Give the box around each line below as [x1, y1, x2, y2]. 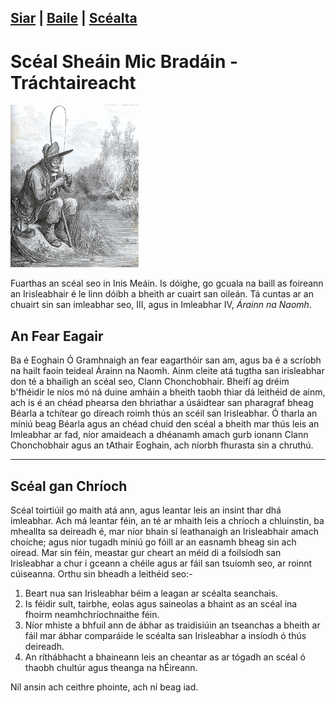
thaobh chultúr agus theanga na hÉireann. [24, 661, 198, 673]
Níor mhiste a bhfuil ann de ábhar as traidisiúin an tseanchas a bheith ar [24, 619, 321, 631]
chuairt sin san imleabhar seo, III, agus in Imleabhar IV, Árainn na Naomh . [10, 299, 312, 311]
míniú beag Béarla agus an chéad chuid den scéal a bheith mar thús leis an [10, 418, 320, 430]
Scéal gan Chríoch [10, 477, 128, 495]
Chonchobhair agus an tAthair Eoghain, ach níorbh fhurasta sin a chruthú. [10, 439, 314, 451]
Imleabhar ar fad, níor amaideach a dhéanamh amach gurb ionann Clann [10, 429, 309, 441]
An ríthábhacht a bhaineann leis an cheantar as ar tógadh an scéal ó [24, 651, 306, 663]
